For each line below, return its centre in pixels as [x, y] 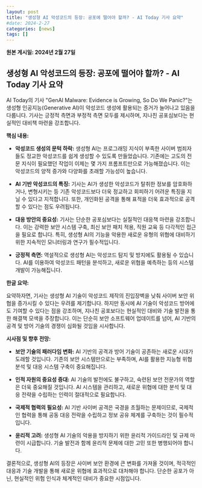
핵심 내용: [17, 135]
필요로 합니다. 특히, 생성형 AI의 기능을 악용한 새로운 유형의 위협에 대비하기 [108, 234]
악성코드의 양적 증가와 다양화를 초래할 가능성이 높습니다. [81, 171]
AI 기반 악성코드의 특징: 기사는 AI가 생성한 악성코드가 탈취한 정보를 [93, 184]
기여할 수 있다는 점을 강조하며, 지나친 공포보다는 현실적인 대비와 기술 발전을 [101, 310]
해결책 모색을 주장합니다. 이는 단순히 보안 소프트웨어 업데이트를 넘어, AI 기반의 [104, 318]
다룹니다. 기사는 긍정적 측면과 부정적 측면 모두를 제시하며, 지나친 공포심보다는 [97, 115]
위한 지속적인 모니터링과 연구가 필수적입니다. [68, 242]
